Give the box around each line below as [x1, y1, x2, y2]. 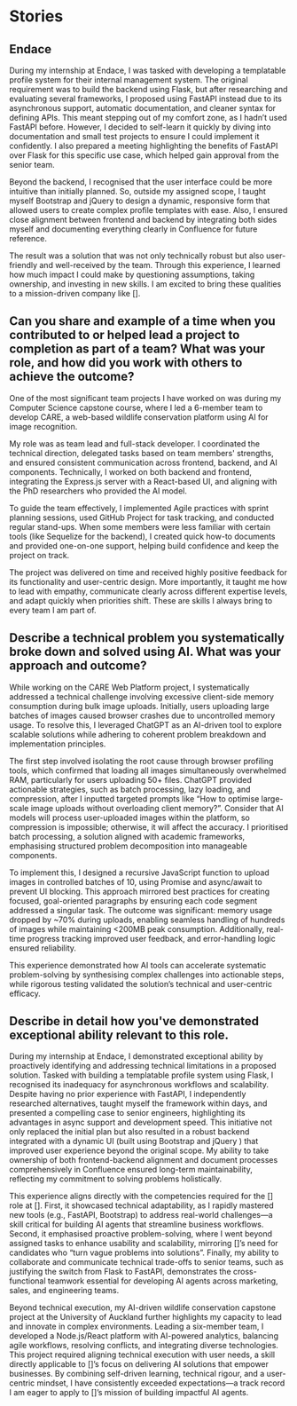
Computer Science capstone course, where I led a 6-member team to [9, 402, 263, 413]
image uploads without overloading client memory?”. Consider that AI [30, 802, 284, 813]
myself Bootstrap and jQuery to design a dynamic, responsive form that [9, 195, 270, 206]
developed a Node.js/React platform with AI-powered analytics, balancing [9, 1331, 279, 1341]
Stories [9, 6, 64, 27]
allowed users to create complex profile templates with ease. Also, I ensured [9, 205, 288, 215]
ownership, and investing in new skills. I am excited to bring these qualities [9, 279, 282, 289]
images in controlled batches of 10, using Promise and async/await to [9, 876, 263, 887]
